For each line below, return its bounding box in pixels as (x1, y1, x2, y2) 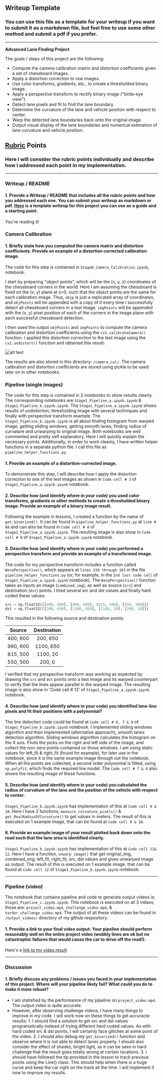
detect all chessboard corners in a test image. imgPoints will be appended (5, 304, 153, 311)
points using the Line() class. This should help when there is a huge (12, 1059, 147, 1065)
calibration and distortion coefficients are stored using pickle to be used (5, 364, 149, 369)
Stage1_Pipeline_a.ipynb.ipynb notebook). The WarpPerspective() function (5, 577, 156, 583)
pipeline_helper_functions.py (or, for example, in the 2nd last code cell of (5, 572, 158, 578)
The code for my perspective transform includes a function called (5, 562, 136, 567)
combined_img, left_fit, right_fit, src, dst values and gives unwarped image (5, 856, 154, 862)
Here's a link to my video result (5, 947, 67, 953)
